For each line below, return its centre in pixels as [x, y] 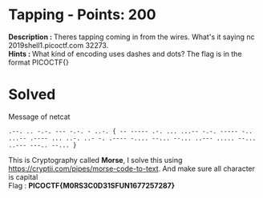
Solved [32, 95]
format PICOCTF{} [39, 62]
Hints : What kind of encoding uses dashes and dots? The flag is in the [125, 53]
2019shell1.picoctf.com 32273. [59, 45]
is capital [23, 176]
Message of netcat [39, 117]
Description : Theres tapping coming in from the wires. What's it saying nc [131, 37]
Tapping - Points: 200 [82, 15]
